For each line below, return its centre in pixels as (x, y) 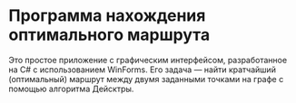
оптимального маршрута (109, 35)
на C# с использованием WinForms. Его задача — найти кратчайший (142, 70)
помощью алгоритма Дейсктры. (71, 89)
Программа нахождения (107, 16)
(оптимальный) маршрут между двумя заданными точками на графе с (146, 79)
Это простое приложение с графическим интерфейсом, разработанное (148, 60)
